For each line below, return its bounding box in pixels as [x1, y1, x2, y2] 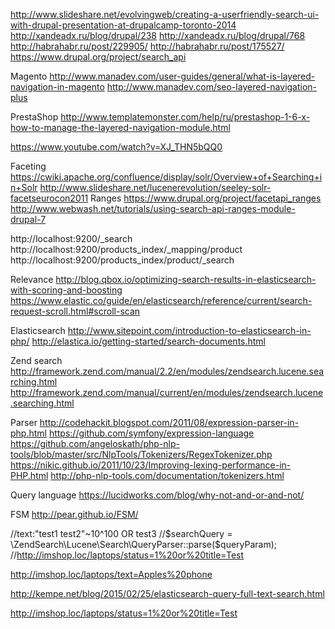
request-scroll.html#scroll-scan [10, 305, 141, 317]
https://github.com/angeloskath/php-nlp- [10, 438, 180, 449]
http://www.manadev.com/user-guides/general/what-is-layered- [49, 70, 316, 82]
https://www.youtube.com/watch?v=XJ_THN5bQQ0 [10, 141, 223, 153]
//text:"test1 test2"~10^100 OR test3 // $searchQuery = [10, 528, 233, 539]
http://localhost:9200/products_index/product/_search [10, 254, 235, 266]
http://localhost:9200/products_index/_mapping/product [10, 244, 243, 255]
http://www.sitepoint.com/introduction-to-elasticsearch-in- [67, 325, 312, 336]
